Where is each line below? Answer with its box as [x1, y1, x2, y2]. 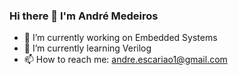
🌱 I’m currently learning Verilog [23, 42, 152, 54]
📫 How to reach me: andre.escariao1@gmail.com [23, 54, 228, 66]
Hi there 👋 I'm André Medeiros [9, 9, 159, 23]
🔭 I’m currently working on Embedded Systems [23, 32, 218, 44]
